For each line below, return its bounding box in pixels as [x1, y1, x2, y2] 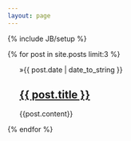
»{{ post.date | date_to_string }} [18, 65, 123, 75]
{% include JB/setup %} [7, 34, 87, 43]
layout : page [7, 11, 51, 20]
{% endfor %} [7, 125, 54, 135]
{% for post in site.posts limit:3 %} [7, 49, 121, 58]
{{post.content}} [18, 109, 73, 119]
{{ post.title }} [18, 88, 91, 102]
